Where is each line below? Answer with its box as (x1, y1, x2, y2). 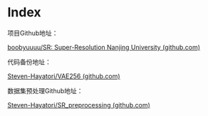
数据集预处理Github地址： (7, 86, 83, 95)
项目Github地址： (7, 28, 58, 37)
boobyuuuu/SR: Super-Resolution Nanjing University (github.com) (7, 43, 201, 51)
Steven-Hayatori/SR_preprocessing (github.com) (7, 100, 151, 109)
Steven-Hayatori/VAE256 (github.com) (7, 72, 120, 80)
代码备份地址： (7, 58, 51, 66)
